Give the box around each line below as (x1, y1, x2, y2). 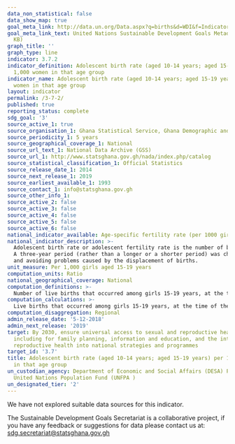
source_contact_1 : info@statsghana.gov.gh (7, 186, 133, 193)
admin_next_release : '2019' (7, 322, 90, 329)
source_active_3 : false (7, 206, 77, 213)
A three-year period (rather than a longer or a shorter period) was (13, 251, 220, 258)
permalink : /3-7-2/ (7, 95, 64, 102)
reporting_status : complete (7, 108, 90, 115)
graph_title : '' (7, 43, 55, 50)
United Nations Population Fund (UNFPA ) (13, 374, 136, 381)
